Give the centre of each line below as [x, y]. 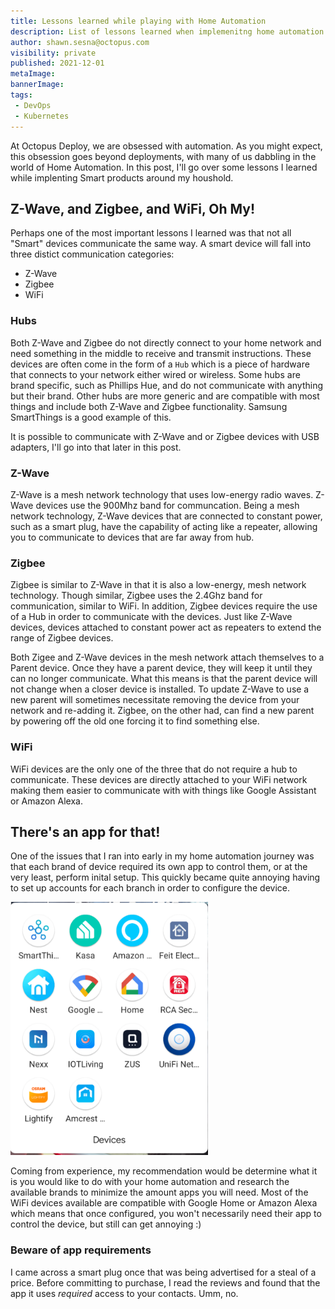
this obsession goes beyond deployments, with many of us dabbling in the [163, 156]
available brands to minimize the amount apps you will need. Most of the [159, 1192]
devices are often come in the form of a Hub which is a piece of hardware [160, 364]
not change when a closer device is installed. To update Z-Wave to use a [160, 689]
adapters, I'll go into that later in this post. [96, 447]
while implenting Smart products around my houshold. [122, 177]
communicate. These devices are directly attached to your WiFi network [159, 779]
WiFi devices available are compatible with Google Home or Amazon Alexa [164, 1203]
